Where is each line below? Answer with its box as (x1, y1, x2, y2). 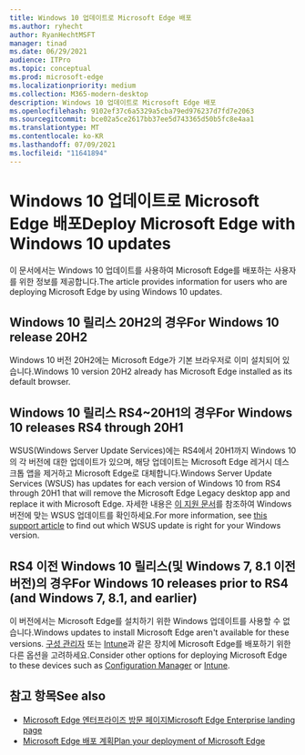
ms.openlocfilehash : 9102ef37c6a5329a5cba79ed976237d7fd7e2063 (9, 106, 255, 116)
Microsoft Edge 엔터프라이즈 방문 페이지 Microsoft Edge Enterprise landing (22, 714, 296, 725)
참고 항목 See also (9, 689, 107, 704)
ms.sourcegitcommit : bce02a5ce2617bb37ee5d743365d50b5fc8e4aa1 (9, 115, 255, 124)
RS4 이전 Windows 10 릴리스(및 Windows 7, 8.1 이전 (9, 559, 296, 574)
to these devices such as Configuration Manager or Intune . (9, 660, 230, 670)
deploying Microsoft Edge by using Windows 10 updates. (9, 286, 223, 297)
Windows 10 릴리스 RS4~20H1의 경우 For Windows (9, 405, 293, 420)
